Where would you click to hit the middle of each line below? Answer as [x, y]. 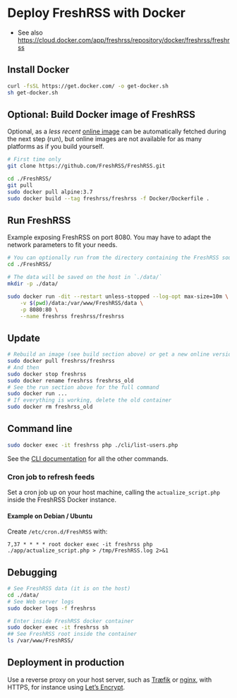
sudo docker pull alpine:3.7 [50, 192]
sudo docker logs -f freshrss [52, 608]
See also [30, 32]
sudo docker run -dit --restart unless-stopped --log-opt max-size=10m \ [118, 296]
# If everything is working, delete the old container [90, 400]
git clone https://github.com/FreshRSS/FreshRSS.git [86, 166]
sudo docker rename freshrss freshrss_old [71, 380]
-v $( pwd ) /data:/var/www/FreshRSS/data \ [81, 303]
